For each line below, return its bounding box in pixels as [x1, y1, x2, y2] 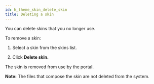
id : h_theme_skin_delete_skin [5, 7, 68, 12]
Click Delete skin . [12, 54, 49, 60]
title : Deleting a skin [5, 12, 54, 17]
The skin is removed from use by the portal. [5, 64, 94, 70]
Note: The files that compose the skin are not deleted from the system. [5, 73, 150, 79]
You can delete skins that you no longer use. [5, 25, 96, 31]
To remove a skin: [5, 35, 41, 41]
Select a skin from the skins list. [12, 44, 77, 50]
